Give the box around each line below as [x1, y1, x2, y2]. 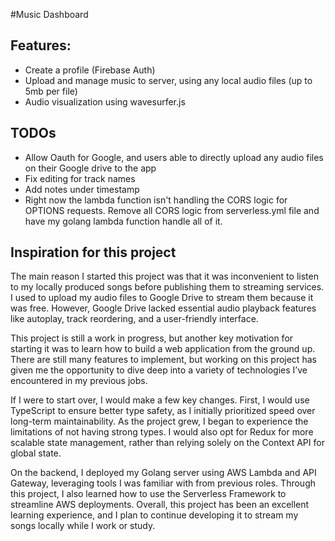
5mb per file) [24, 85, 78, 97]
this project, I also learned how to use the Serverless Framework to [10, 488, 287, 500]
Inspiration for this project [10, 244, 177, 261]
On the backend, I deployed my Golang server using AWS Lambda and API [10, 467, 317, 479]
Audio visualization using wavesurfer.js [24, 95, 186, 108]
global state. [10, 447, 62, 459]
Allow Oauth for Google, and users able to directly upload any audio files [24, 151, 324, 163]
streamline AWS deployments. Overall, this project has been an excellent [10, 499, 310, 511]
